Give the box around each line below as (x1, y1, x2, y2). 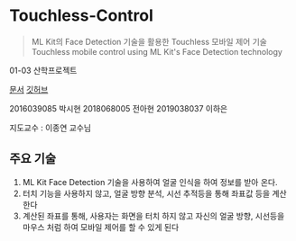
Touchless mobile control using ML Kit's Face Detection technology (31, 46, 282, 57)
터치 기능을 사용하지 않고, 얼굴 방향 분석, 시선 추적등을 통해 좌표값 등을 (22, 188, 271, 199)
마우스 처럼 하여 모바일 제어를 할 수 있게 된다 (22, 221, 180, 232)
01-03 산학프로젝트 (9, 65, 78, 76)
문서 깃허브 (9, 84, 49, 94)
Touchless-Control (9, 5, 153, 26)
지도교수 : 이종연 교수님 (9, 122, 92, 133)
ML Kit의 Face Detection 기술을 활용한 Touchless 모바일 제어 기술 (31, 36, 268, 47)
